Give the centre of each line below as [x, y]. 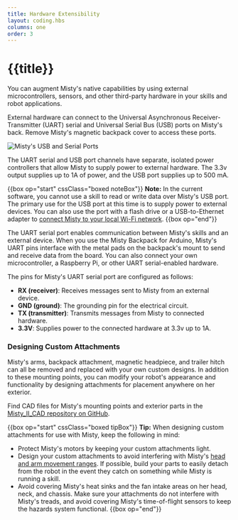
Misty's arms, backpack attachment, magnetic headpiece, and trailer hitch [116, 362]
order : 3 [20, 34]
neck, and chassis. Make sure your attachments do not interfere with [118, 494]
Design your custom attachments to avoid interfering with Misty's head [121, 456]
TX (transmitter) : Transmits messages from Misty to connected [111, 313]
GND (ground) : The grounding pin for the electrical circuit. [103, 305]
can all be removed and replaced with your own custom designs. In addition [118, 369]
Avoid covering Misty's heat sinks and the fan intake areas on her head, [122, 487]
